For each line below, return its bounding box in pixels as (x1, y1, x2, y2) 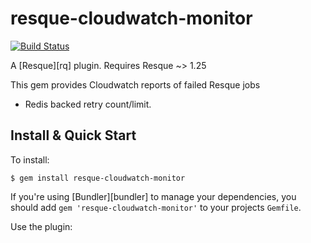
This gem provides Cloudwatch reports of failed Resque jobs (10, 78, 261, 91)
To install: (10, 153, 50, 166)
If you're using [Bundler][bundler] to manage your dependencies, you (10, 190, 297, 202)
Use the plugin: (10, 220, 73, 232)
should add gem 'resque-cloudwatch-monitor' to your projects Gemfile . (10, 201, 302, 213)
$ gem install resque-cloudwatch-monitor (10, 173, 186, 183)
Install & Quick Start (10, 127, 137, 144)
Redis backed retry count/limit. (24, 98, 152, 110)
